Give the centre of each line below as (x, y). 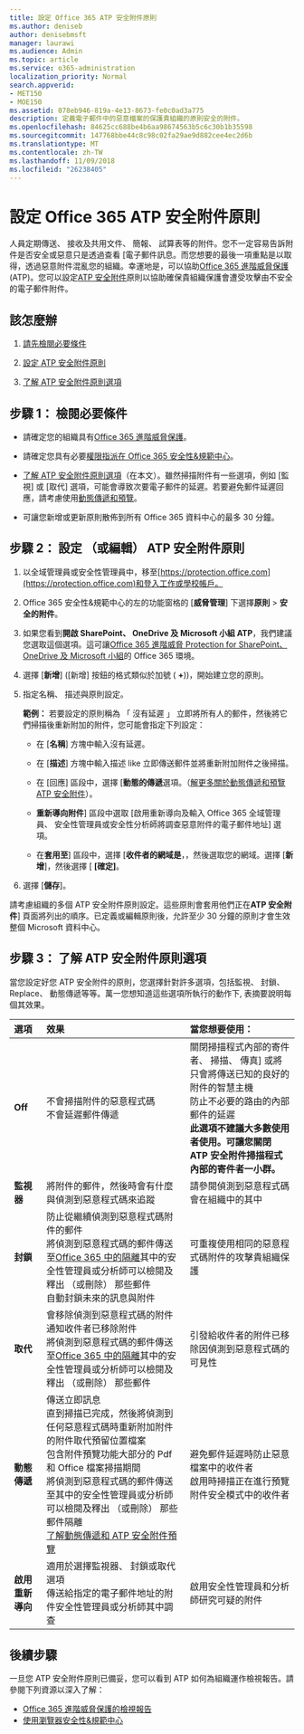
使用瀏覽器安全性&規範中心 (73, 1720)
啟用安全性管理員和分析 (240, 1586)
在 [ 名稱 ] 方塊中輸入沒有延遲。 (93, 744)
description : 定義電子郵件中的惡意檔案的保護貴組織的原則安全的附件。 (127, 119)
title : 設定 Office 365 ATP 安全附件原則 (83, 18)
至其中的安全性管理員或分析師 (110, 1494)
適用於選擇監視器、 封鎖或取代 (111, 1566)
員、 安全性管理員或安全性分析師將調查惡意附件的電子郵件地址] (153, 824)
